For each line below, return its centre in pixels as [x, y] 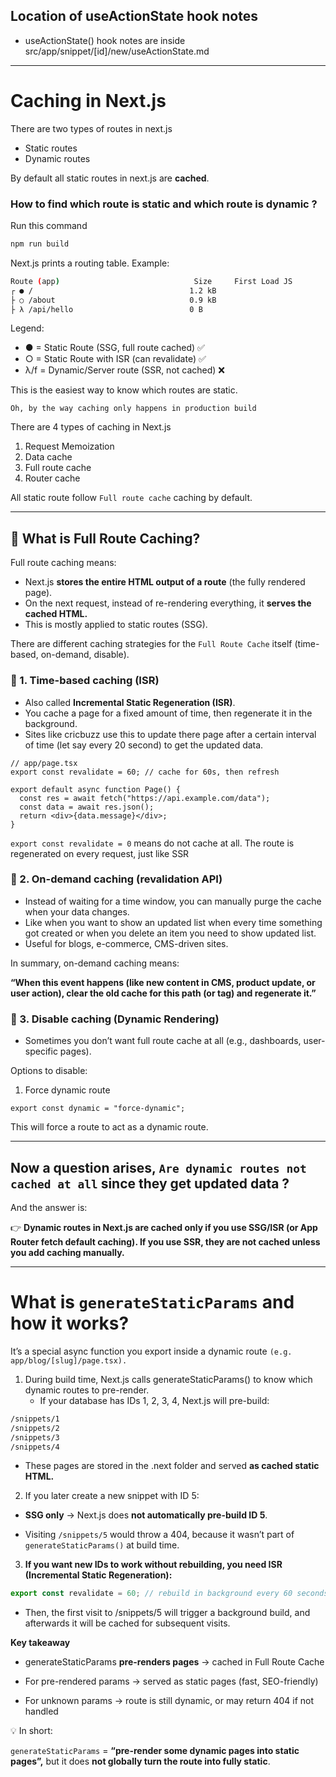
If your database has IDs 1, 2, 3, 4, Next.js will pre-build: [154, 1400]
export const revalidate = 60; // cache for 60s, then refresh [145, 772]
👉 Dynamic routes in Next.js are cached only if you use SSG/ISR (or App [164, 1227]
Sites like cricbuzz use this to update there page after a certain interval [170, 734]
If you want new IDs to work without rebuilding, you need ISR [153, 1565]
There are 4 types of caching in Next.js [91, 427]
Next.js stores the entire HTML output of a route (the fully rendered [165, 582]
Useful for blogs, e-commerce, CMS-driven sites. [126, 943]
